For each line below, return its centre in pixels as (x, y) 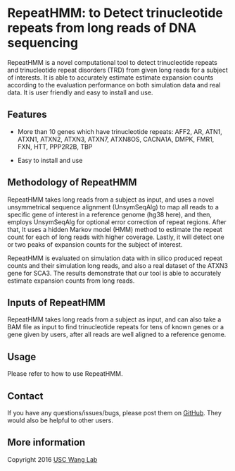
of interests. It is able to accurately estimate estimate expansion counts (110, 77)
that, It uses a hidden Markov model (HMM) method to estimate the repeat (115, 229)
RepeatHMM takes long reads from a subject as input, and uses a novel (111, 200)
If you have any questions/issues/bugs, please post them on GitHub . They (114, 413)
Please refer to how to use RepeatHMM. (65, 374)
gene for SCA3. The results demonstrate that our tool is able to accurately (114, 273)
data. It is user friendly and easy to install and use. (80, 92)
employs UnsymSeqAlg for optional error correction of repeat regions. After (117, 222)
